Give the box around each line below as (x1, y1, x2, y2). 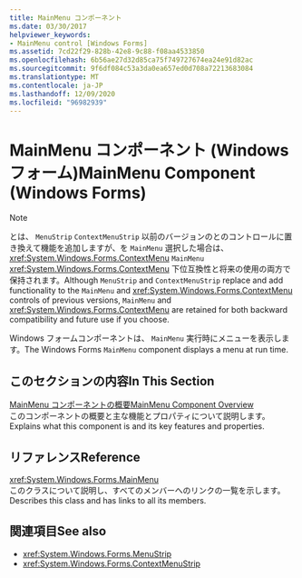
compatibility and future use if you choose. (9, 314, 170, 325)
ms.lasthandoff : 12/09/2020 (9, 89, 116, 98)
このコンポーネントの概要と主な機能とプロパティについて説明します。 (9, 411, 270, 422)
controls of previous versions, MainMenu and (9, 294, 172, 305)
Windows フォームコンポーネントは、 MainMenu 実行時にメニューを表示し (9, 333, 282, 344)
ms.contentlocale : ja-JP (9, 81, 103, 90)
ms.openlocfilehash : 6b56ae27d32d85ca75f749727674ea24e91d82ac (9, 55, 254, 65)
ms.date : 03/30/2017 (9, 22, 88, 31)
